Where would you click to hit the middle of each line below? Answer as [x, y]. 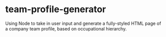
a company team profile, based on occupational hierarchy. [66, 28]
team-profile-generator [56, 9]
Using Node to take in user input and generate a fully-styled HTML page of [83, 23]
